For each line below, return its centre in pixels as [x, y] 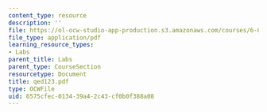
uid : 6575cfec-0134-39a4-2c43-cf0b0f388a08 [81, 96]
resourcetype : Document [48, 74]
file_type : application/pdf [55, 37]
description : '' [35, 23]
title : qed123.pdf [39, 81]
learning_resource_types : [51, 45]
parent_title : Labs [41, 60]
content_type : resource [48, 15]
